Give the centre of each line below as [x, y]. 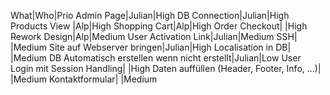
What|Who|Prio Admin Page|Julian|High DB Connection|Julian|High [150, 15]
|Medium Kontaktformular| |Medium [84, 79]
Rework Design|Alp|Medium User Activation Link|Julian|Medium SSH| [154, 36]
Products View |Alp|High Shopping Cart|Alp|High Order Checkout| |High [159, 26]
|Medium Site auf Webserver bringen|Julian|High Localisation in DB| [151, 47]
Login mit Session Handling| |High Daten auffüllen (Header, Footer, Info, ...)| [166, 68]
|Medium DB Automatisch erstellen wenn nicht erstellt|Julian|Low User [156, 58]
